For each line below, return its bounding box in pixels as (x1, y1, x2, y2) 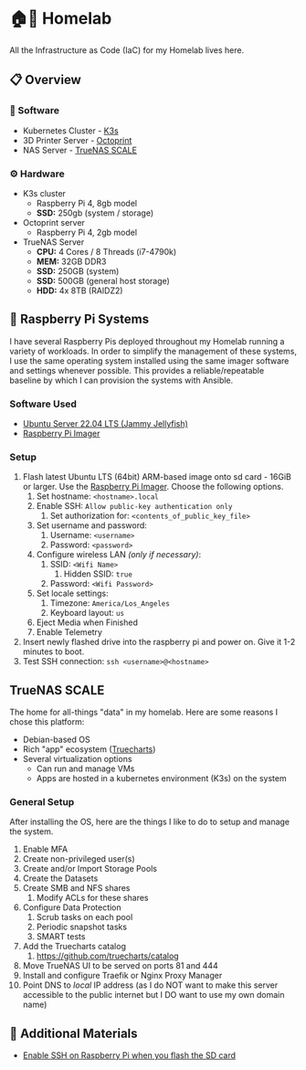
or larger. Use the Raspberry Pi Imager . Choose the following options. (22, 482, 284, 493)
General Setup (9, 796, 75, 809)
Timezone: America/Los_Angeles (49, 598, 171, 609)
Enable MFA (22, 843, 69, 855)
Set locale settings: (36, 588, 109, 599)
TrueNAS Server (22, 236, 85, 248)
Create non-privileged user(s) (22, 853, 135, 864)
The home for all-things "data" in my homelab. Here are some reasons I (9, 706, 279, 718)
